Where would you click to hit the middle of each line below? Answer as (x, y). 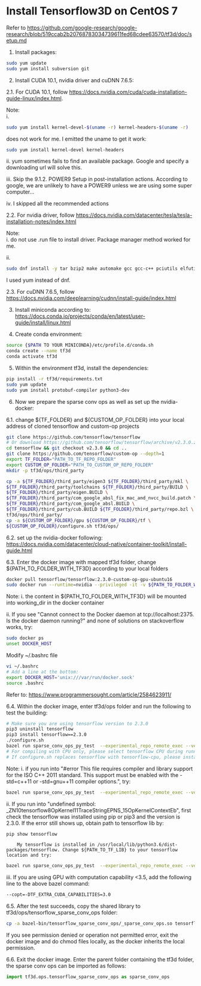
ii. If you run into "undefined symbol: (51, 804)
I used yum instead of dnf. (38, 280)
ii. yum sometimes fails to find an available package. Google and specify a (98, 161)
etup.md (16, 40)
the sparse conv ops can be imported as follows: (66, 966)
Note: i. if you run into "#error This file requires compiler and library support (100, 768)
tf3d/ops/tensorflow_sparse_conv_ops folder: (62, 913)
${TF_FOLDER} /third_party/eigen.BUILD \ (57, 493)
